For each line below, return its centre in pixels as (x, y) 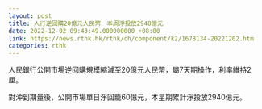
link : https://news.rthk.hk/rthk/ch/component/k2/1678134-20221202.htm (131, 38)
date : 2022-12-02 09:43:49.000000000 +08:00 (84, 31)
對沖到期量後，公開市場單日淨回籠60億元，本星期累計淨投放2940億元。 (128, 97)
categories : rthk (37, 46)
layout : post (30, 16)
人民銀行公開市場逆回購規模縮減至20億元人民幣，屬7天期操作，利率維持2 (130, 70)
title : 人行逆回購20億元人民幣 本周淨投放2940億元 (86, 23)
